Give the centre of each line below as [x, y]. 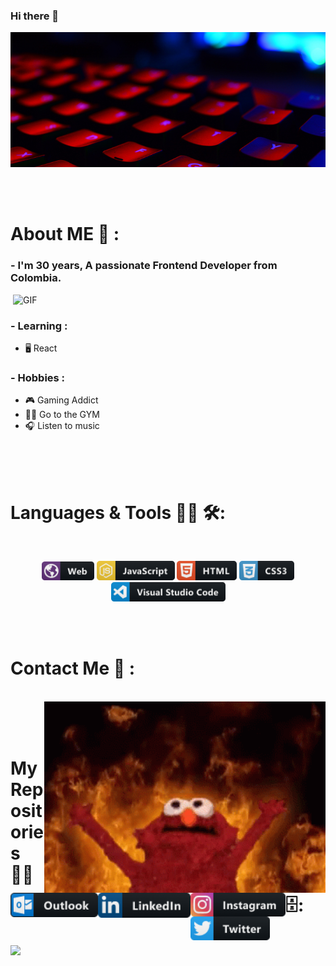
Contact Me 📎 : [73, 668]
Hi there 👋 [35, 16]
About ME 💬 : [65, 234]
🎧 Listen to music [62, 426]
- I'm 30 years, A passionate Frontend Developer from [144, 266]
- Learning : [39, 326]
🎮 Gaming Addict [61, 400]
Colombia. [36, 278]
